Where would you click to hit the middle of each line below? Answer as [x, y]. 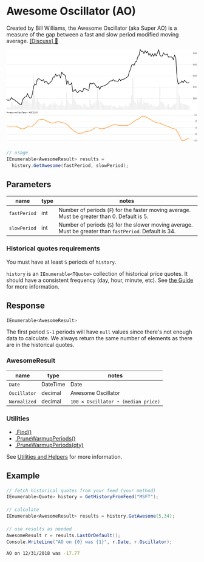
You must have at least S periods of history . [61, 262]
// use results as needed [39, 529]
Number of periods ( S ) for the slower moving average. [126, 224]
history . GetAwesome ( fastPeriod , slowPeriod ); [70, 166]
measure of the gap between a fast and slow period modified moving [93, 34]
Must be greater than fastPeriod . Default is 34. [117, 231]
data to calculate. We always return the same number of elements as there [100, 338]
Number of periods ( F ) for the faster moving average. [125, 210]
